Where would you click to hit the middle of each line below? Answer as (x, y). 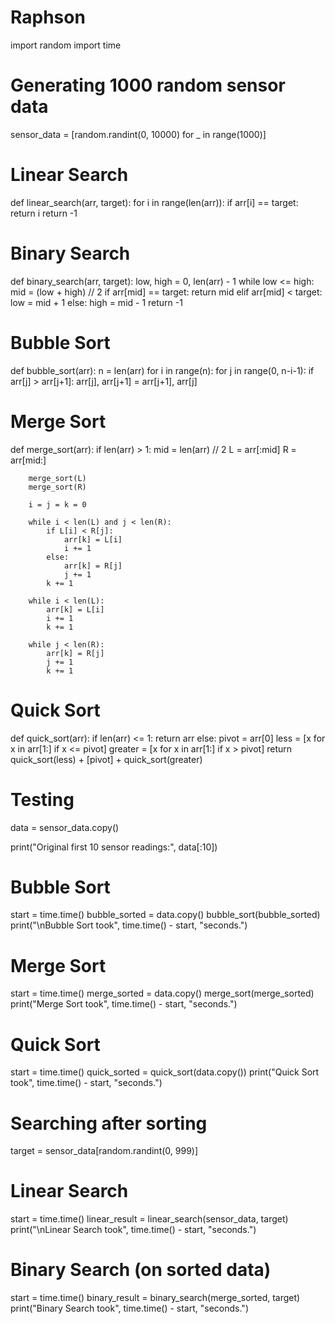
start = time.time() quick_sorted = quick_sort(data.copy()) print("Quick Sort (165, 1072)
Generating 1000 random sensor (148, 85)
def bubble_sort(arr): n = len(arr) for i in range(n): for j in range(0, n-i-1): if (162, 370)
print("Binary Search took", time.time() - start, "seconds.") (129, 1308)
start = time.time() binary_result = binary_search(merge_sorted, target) (155, 1298)
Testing (42, 799)
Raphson (48, 17)
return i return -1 (44, 213)
